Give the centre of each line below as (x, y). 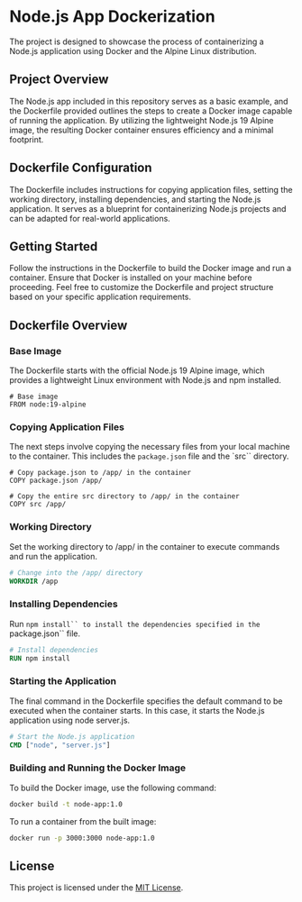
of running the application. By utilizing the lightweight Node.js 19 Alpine (142, 120)
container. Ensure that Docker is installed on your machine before (131, 278)
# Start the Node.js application (72, 736)
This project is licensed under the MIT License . (96, 888)
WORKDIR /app (34, 581)
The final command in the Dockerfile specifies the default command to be (146, 701)
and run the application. (53, 556)
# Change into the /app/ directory (76, 573)
